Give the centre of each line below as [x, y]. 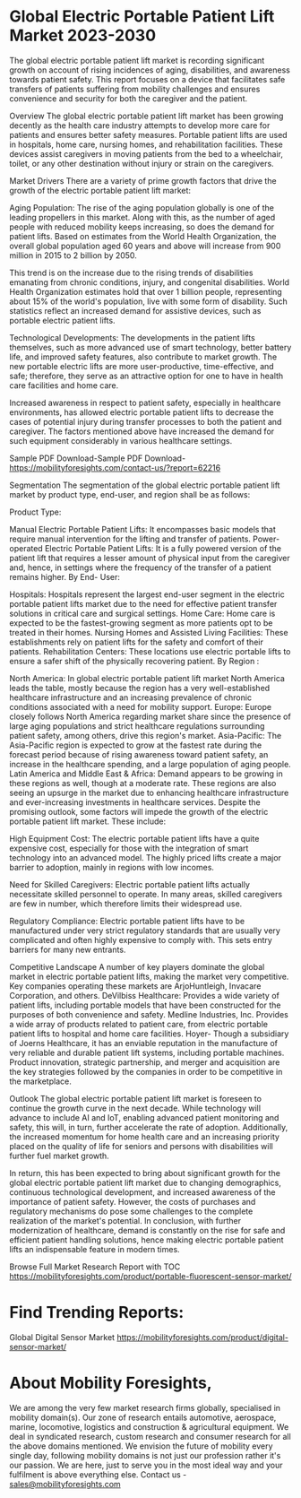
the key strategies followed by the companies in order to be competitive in [146, 1071]
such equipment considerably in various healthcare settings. [121, 440]
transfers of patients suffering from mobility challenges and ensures [135, 89]
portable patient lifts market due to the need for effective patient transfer [143, 603]
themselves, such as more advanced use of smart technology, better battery [150, 347]
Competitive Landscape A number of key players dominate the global [137, 966]
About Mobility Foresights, [111, 1383]
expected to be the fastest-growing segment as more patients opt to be [141, 623]
